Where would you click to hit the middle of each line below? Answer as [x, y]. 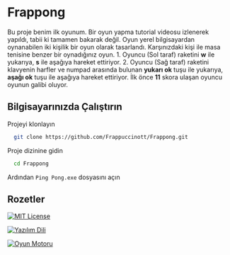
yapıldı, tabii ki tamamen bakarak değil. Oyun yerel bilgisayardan [101, 39]
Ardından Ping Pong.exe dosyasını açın [64, 177]
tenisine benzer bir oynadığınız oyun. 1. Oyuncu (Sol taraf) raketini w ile [111, 55]
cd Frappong [31, 164]
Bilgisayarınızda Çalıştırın [65, 107]
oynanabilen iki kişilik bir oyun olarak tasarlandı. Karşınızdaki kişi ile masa [114, 47]
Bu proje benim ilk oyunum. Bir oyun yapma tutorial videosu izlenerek [108, 32]
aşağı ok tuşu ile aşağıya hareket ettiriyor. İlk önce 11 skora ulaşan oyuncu [115, 77]
